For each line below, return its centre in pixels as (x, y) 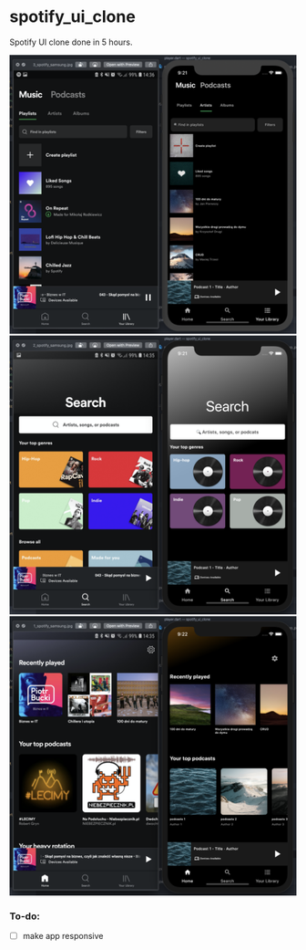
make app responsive (63, 935)
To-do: (25, 916)
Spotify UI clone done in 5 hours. (71, 42)
